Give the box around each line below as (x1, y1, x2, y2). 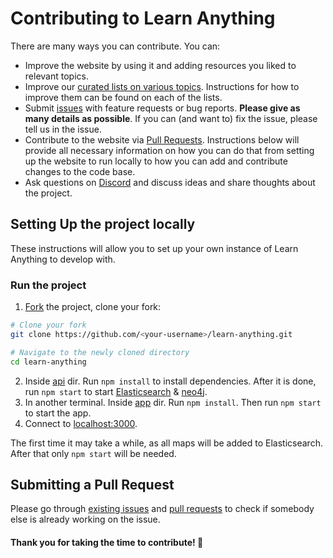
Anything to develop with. (10, 253, 116, 265)
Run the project (10, 278, 87, 292)
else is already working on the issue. (10, 513, 161, 526)
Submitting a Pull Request (10, 476, 175, 493)
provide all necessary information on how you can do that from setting (24, 144, 315, 156)
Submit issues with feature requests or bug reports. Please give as (24, 102, 301, 114)
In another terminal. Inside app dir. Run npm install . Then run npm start (24, 396, 322, 408)
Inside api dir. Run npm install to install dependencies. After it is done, (24, 375, 317, 387)
